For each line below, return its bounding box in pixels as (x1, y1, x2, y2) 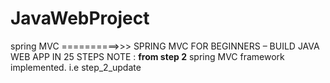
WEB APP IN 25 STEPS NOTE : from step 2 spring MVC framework (10, 50, 285, 62)
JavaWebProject (10, 7, 150, 30)
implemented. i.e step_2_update (10, 61, 142, 73)
